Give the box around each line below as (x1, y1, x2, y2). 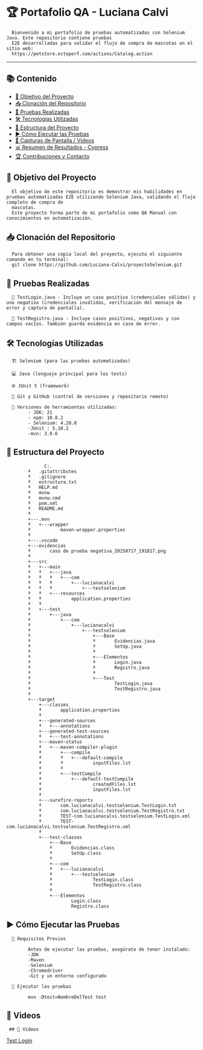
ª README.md (28, 505, 63, 511)
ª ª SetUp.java (28, 643, 142, 650)
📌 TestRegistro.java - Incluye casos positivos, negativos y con (11, 316, 180, 322)
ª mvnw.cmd (28, 495, 61, 501)
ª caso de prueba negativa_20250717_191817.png (28, 548, 166, 554)
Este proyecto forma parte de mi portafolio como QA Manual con (11, 210, 177, 216)
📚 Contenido (6, 74, 57, 84)
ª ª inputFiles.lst (38, 760, 131, 766)
